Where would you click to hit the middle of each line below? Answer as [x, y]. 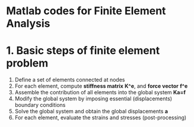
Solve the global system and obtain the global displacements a [91, 112]
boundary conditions [40, 105]
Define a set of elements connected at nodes [70, 80]
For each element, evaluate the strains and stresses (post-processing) [101, 118]
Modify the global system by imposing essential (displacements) [93, 99]
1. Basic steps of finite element [83, 51]
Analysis [28, 23]
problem [27, 63]
